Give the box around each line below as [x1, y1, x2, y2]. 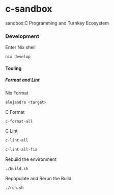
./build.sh [5, 166, 28, 172]
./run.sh [5, 185, 24, 190]
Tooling [5, 65, 22, 71]
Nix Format [5, 90, 28, 96]
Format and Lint [5, 77, 40, 83]
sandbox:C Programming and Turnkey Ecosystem [5, 20, 109, 26]
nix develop [5, 54, 31, 59]
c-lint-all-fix [5, 147, 38, 152]
